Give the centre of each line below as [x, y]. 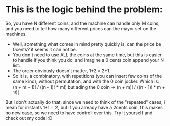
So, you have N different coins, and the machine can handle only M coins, [83, 23]
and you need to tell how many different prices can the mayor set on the [81, 28]
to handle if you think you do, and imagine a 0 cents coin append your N [88, 60]
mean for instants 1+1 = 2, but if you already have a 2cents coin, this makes [84, 107]
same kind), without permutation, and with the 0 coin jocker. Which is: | [87, 81]
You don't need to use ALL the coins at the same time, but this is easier [87, 55]
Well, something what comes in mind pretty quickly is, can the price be [87, 44]
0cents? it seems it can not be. [45, 49]
